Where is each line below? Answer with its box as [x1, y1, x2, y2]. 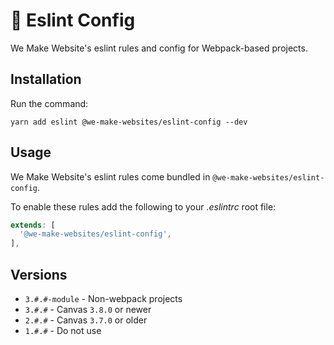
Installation [10, 71, 82, 88]
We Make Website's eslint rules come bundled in [10, 170, 211, 183]
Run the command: [10, 97, 89, 109]
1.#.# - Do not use [24, 325, 102, 336]
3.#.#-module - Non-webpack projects [24, 293, 183, 304]
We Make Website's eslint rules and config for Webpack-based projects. [10, 42, 308, 54]
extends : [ [10, 220, 56, 230]
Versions [10, 266, 68, 283]
